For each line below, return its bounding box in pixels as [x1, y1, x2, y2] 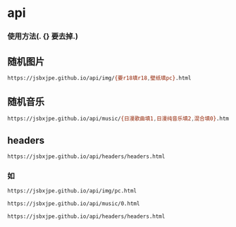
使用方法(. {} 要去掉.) [7, 32, 79, 42]
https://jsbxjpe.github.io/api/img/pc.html [7, 188, 137, 195]
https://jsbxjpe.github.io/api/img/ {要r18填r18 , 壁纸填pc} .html [7, 74, 192, 82]
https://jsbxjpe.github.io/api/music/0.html [7, 200, 140, 207]
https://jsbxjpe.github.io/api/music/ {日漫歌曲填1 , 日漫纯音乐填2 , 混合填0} [7, 115, 217, 122]
